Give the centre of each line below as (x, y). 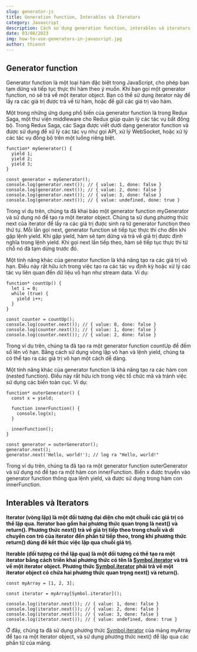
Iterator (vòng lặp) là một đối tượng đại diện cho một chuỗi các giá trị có (95, 517)
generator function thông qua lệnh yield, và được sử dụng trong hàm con (94, 478)
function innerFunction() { (46, 408)
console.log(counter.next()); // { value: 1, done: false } (81, 330)
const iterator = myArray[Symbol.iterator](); (64, 593)
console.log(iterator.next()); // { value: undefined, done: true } (92, 619)
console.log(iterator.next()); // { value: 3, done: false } (83, 614)
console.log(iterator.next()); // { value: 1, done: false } (83, 604)
